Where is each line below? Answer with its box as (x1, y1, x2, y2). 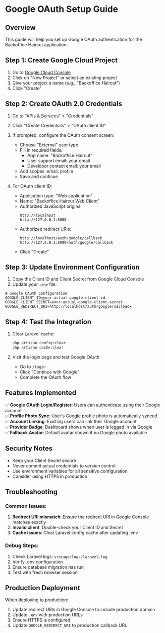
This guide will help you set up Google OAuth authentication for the (5, 36, 142, 42)
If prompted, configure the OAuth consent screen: (12, 132, 114, 138)
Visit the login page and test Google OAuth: (12, 354, 101, 360)
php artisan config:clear (12, 341, 66, 346)
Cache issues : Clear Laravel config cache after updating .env (12, 530, 138, 536)
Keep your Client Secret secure (12, 457, 76, 463)
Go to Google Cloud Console (12, 69, 71, 75)
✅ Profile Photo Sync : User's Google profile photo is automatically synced (5, 413, 158, 419)
